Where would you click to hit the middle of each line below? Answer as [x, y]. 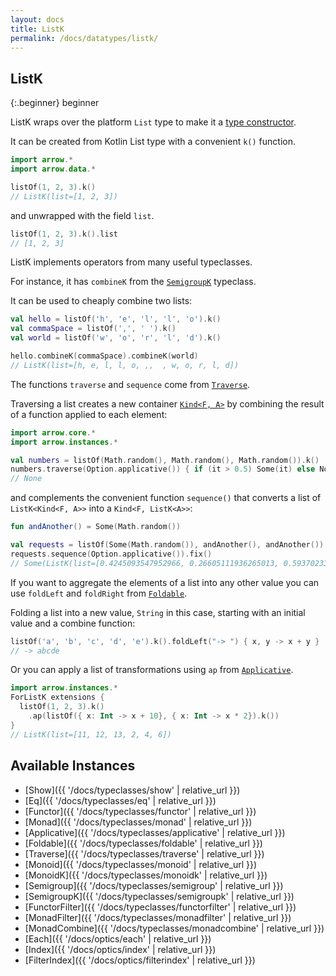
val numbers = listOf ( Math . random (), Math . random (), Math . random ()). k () [165, 460]
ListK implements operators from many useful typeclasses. [131, 262]
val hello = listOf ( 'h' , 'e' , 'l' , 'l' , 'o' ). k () [116, 319]
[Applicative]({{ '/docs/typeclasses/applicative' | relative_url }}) [155, 832]
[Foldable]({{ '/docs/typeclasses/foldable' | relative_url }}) [143, 843]
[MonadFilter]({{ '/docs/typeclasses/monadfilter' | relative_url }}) [158, 917]
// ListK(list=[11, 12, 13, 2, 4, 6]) [91, 734]
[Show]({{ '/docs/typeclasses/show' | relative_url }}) [132, 790]
